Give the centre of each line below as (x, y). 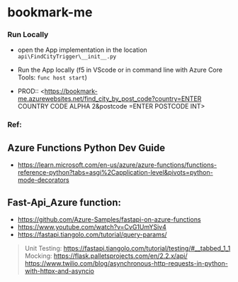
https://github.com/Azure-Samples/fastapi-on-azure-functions (109, 219)
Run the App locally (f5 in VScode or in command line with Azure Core (120, 70)
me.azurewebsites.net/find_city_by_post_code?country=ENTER (109, 99)
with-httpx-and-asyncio (59, 271)
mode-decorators (43, 180)
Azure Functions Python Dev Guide (86, 147)
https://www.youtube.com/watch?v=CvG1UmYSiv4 (92, 227)
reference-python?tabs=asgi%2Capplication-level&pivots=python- (115, 173)
